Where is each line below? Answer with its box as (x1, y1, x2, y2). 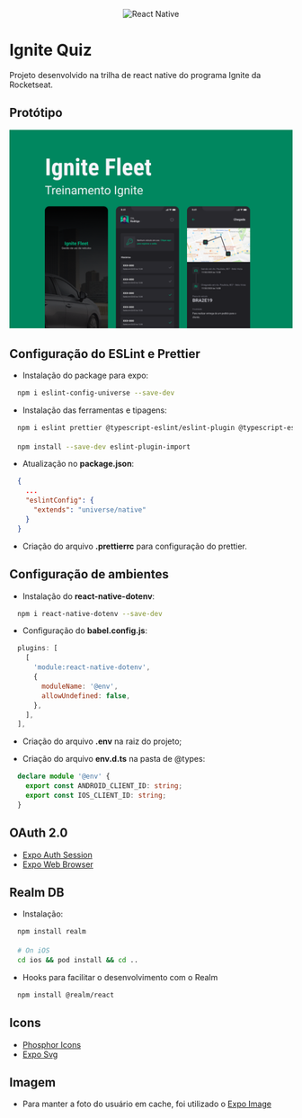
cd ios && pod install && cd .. (17, 956, 139, 965)
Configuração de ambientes (9, 567, 169, 582)
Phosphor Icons (22, 1039, 82, 1050)
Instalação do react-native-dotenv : (22, 590, 155, 602)
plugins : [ (17, 644, 58, 653)
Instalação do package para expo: (22, 370, 149, 380)
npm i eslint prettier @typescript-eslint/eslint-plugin (17, 423, 235, 432)
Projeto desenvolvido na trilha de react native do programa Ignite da (9, 69, 262, 80)
